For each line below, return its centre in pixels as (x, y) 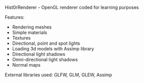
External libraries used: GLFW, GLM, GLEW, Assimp (59, 75)
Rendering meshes (32, 27)
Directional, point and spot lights (46, 43)
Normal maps (26, 65)
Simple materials (30, 32)
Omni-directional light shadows (45, 60)
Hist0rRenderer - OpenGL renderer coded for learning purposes (72, 7)
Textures (21, 38)
